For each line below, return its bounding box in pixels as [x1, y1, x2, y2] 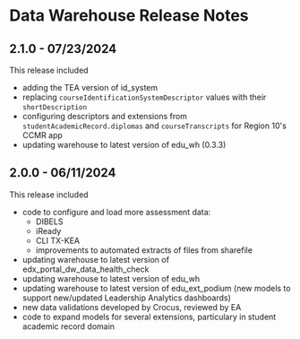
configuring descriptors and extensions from [21, 111, 188, 121]
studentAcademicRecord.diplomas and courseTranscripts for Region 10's [21, 120, 287, 131]
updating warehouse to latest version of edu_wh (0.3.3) [21, 140, 227, 150]
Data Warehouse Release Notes [9, 5, 249, 26]
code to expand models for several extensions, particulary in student [21, 311, 277, 322]
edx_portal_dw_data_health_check [21, 264, 150, 274]
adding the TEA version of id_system [21, 83, 159, 92]
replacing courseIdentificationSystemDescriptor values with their [21, 91, 267, 102]
